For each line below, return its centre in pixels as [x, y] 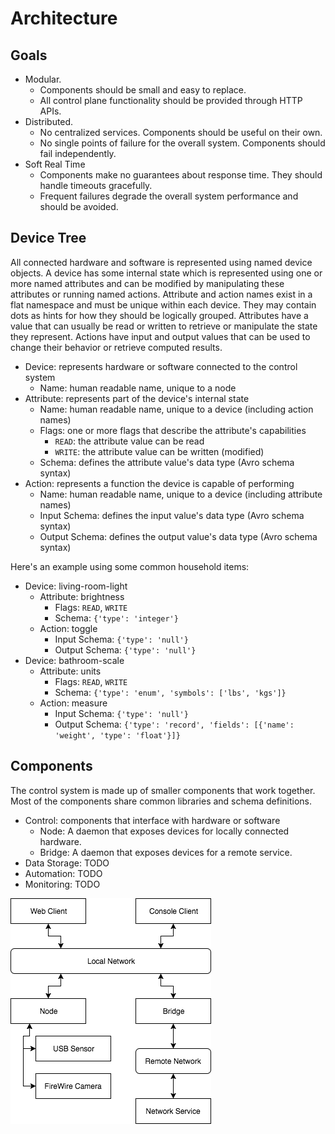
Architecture [64, 18]
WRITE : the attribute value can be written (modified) [159, 451]
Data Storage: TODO [67, 863]
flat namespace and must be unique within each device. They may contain [163, 304]
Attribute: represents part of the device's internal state [137, 398]
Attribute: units [70, 671]
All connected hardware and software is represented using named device [161, 262]
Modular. [43, 79]
